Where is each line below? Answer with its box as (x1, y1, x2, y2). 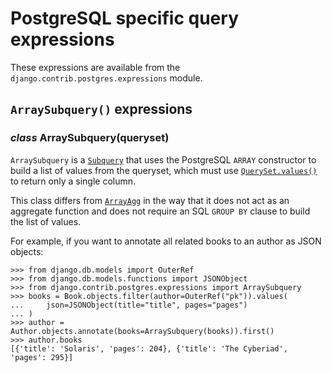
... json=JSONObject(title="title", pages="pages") (10, 300, 248, 310)
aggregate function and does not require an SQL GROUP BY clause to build (10, 205, 311, 217)
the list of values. (10, 215, 82, 227)
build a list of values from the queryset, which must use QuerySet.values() (10, 164, 318, 176)
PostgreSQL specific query (10, 7, 239, 30)
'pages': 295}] (10, 352, 74, 362)
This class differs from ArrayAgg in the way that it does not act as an (10, 194, 290, 206)
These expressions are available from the (10, 61, 181, 73)
